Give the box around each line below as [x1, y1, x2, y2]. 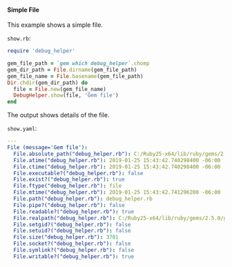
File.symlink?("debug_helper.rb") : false [13, 247, 135, 254]
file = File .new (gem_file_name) [13, 86, 107, 92]
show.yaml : [7, 124, 37, 132]
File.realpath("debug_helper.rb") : [13, 215, 116, 221]
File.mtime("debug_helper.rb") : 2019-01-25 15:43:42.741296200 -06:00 [13, 189, 221, 196]
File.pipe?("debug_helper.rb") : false [13, 201, 126, 208]
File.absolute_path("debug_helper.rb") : [13, 150, 131, 157]
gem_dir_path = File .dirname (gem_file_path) [7, 66, 137, 73]
